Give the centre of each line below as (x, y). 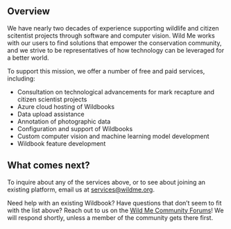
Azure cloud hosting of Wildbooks (66, 106)
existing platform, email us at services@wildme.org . (81, 189)
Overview (29, 11)
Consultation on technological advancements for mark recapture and (116, 92)
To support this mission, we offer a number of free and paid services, (106, 71)
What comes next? (49, 166)
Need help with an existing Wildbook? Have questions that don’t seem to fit (114, 203)
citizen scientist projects (52, 99)
